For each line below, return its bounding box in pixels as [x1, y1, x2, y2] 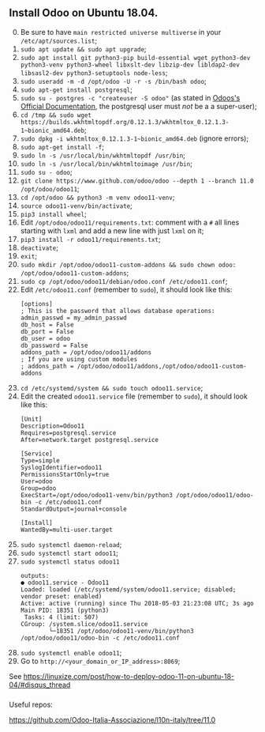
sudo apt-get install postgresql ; [20, 85, 132, 94]
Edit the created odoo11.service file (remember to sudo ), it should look [20, 391, 248, 401]
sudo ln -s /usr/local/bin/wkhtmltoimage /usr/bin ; [20, 158, 192, 168]
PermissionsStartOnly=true [20, 470, 110, 478]
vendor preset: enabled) [20, 592, 103, 600]
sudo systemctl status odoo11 [20, 557, 121, 566]
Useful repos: [9, 700, 54, 709]
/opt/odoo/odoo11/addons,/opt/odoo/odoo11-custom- [77, 362, 247, 370]
